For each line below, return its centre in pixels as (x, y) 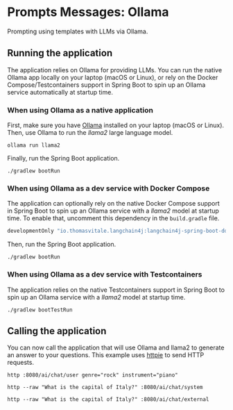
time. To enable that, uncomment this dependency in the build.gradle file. (113, 218)
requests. (21, 363)
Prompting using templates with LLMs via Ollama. (78, 31)
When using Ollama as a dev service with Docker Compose (109, 188)
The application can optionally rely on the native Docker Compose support (113, 204)
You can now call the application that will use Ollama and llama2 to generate (116, 347)
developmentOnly (31, 231)
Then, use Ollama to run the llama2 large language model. (90, 133)
